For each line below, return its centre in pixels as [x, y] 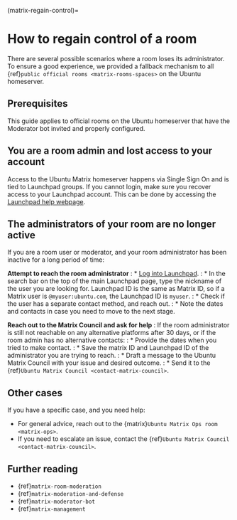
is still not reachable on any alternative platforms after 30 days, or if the [112, 333]
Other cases [35, 393]
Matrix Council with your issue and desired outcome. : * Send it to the [109, 363]
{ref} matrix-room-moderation [59, 486]
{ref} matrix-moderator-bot [56, 501]
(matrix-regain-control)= [43, 10]
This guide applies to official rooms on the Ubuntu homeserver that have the [119, 121]
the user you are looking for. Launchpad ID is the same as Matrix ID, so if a [116, 289]
